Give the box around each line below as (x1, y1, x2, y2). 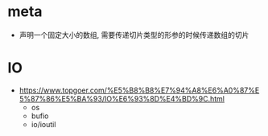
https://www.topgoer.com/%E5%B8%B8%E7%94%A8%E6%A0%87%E (19, 85, 260, 95)
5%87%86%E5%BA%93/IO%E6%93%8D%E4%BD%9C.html (19, 93, 225, 103)
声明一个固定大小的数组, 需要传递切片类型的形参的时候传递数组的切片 (19, 30, 249, 39)
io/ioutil (31, 119, 56, 129)
